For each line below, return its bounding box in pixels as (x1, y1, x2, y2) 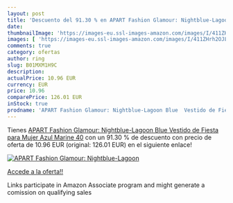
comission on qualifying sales (7, 188, 92, 196)
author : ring (7, 55, 45, 62)
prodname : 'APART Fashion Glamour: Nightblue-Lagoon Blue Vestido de (7, 107, 216, 114)
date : (7, 23, 23, 30)
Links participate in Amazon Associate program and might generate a (7, 181, 205, 189)
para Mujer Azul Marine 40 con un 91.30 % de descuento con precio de (7, 133, 212, 141)
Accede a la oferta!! (7, 167, 64, 175)
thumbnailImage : (7, 29, 54, 37)
